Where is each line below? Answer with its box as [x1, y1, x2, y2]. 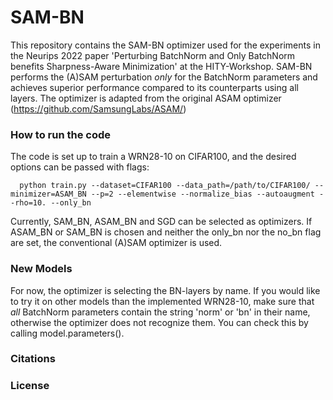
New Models [10, 262, 73, 276]
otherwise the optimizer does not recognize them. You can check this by [10, 316, 309, 328]
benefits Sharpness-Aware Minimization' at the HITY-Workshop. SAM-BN [10, 60, 313, 72]
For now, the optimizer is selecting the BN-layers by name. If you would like [10, 284, 321, 296]
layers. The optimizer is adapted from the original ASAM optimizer [10, 92, 282, 104]
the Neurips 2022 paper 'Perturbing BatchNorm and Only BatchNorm [10, 49, 296, 61]
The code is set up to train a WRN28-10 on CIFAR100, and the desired [10, 151, 297, 163]
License [10, 379, 50, 393]
